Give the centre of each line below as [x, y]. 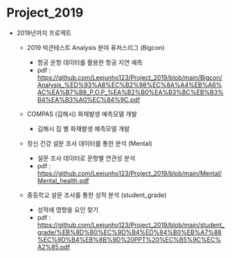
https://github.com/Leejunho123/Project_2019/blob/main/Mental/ [130, 173]
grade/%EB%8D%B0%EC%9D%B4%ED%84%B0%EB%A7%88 [130, 232]
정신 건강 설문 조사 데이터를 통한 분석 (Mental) [90, 143]
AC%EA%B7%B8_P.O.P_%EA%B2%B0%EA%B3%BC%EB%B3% [131, 92]
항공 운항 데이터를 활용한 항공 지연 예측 [90, 62]
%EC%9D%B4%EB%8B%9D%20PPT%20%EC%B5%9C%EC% [129, 239]
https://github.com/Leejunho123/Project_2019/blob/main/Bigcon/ [130, 77]
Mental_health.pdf [63, 180]
